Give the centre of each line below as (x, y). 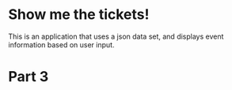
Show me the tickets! (79, 15)
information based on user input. (61, 44)
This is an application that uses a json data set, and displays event (116, 36)
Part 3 (29, 77)
